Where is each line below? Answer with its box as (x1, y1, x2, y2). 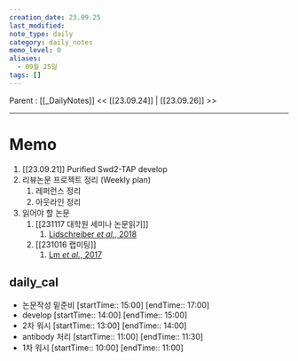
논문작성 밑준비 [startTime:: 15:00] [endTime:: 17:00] (21, 299, 210, 310)
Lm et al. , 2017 (48, 249, 103, 260)
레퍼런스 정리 (35, 185, 82, 196)
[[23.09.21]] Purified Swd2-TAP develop (21, 163, 169, 174)
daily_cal (9, 275, 59, 290)
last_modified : (9, 21, 66, 30)
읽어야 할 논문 (21, 208, 70, 218)
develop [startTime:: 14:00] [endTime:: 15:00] (21, 310, 188, 320)
